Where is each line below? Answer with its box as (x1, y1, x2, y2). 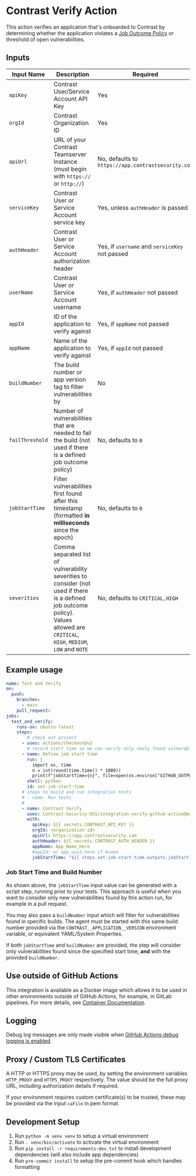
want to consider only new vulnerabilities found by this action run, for (6, 894, 173, 901)
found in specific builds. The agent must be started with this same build (6, 918, 178, 925)
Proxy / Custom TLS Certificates (6, 1054, 126, 1064)
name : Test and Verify (6, 680, 61, 687)
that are (53, 421, 75, 429)
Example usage (6, 665, 63, 675)
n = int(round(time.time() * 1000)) (32, 767, 121, 773)
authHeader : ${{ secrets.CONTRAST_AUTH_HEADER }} (32, 838, 156, 844)
